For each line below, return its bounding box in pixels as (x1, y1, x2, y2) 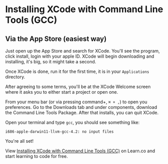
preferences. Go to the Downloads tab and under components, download (5, 104, 157, 110)
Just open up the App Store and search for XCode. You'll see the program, (5, 48, 160, 54)
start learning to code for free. (5, 153, 68, 159)
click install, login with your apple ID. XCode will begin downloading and (5, 53, 155, 59)
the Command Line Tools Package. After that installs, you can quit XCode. (5, 110, 159, 115)
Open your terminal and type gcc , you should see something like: (5, 119, 140, 125)
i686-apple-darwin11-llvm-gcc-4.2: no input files (5, 129, 114, 134)
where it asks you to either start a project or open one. (5, 89, 119, 95)
